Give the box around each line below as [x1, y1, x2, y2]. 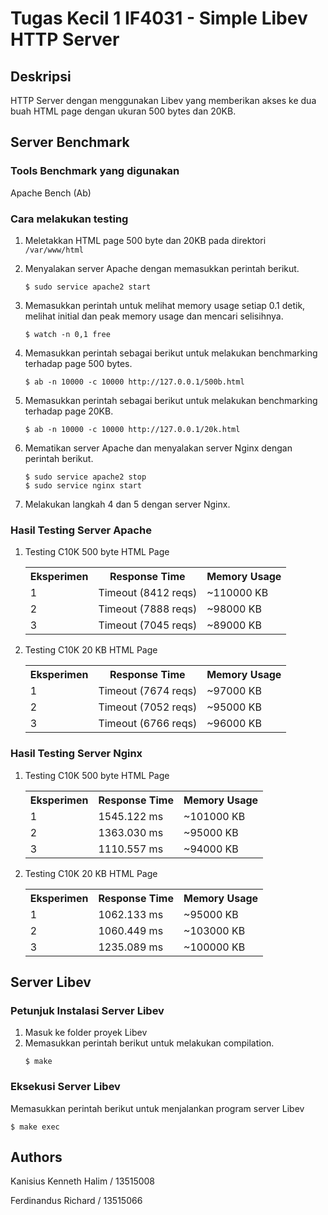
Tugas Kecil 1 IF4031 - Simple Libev [10, 7, 308, 30]
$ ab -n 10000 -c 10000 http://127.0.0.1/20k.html [24, 424, 241, 434]
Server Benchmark [10, 134, 130, 151]
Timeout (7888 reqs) [98, 602, 198, 616]
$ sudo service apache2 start [24, 282, 152, 292]
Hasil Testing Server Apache [10, 523, 152, 537]
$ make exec [10, 1122, 60, 1132]
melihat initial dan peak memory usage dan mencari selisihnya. [24, 310, 284, 322]
